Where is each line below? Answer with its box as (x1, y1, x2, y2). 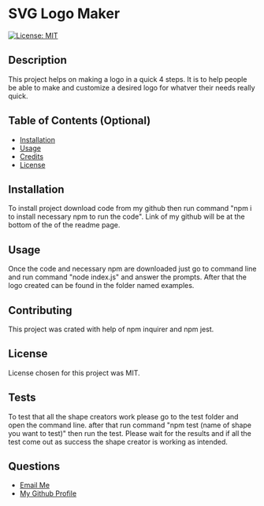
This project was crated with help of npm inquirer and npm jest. (8, 324, 214, 334)
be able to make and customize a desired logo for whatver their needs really (8, 83, 255, 92)
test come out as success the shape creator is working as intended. (8, 437, 229, 446)
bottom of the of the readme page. (8, 220, 121, 230)
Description (8, 54, 67, 67)
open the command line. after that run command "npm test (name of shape (8, 420, 252, 430)
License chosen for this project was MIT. (8, 367, 140, 378)
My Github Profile (19, 489, 77, 498)
